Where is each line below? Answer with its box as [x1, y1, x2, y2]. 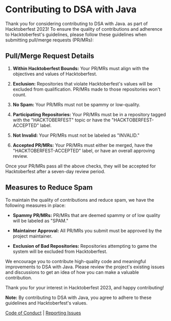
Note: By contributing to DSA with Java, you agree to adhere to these [5, 294, 152, 301]
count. [12, 91, 27, 98]
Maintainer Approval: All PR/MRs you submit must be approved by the [12, 227, 162, 233]
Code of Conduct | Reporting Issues [5, 310, 81, 316]
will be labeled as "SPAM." [12, 218, 69, 224]
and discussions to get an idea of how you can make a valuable [5, 269, 139, 275]
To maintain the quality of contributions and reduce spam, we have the [5, 197, 155, 203]
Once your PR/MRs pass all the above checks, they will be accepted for [5, 163, 156, 169]
